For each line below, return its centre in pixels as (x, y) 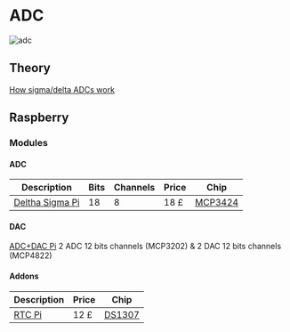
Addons (24, 276)
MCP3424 (217, 203)
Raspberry (39, 118)
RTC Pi (28, 314)
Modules (29, 143)
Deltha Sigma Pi (47, 203)
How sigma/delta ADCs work (62, 89)
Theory (30, 68)
